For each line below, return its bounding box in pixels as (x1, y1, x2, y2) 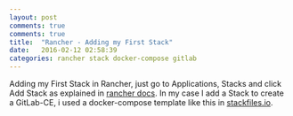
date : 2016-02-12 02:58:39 (9, 46, 118, 55)
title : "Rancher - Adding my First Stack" (9, 37, 174, 47)
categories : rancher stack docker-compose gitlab (9, 54, 198, 63)
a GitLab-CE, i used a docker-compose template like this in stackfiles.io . (9, 97, 273, 107)
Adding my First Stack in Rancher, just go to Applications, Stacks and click (9, 79, 282, 89)
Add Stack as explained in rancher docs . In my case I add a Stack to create (9, 88, 285, 98)
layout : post (9, 12, 58, 22)
